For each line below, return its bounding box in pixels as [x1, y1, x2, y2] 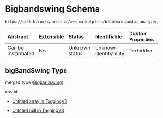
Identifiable [95, 33, 122, 39]
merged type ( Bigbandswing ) [5, 79, 64, 85]
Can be [7, 44, 24, 51]
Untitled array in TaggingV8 [12, 98, 67, 104]
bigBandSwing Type [5, 66, 67, 75]
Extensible [38, 33, 64, 39]
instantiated [7, 50, 34, 57]
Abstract [7, 33, 28, 39]
